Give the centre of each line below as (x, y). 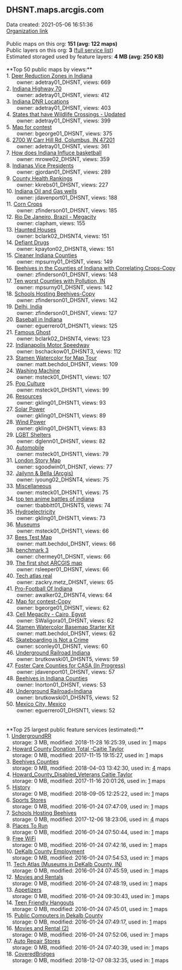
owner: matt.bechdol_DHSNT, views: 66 (66, 544)
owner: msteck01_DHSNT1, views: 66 (63, 531)
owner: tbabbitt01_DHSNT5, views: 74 (64, 505)
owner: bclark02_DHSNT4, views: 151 (63, 236)
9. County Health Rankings (39, 178)
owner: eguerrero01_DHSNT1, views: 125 (67, 326)
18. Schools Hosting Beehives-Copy (51, 293)
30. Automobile (25, 447)
